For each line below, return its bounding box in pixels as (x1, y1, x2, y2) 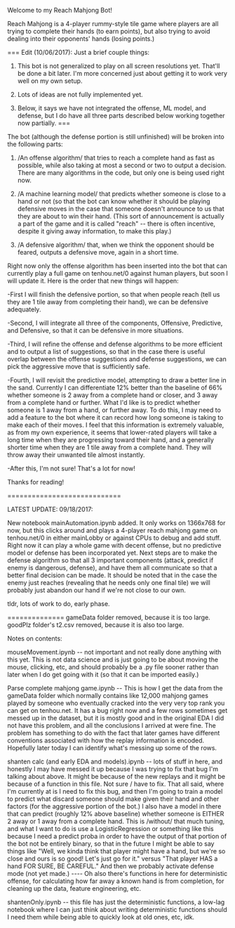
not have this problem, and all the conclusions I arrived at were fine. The (7, 721, 216, 730)
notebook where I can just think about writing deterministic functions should (7, 906, 227, 913)
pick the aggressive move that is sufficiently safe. (7, 362, 151, 370)
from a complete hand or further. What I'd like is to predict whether (7, 399, 201, 406)
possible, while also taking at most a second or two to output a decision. (17, 161, 227, 169)
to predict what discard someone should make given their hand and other (7, 794, 220, 803)
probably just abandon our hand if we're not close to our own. (7, 586, 186, 594)
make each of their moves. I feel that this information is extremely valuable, (7, 421, 224, 429)
